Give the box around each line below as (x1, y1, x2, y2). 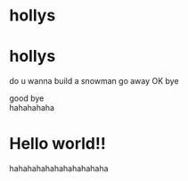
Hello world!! (9, 134, 107, 154)
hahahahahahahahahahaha (9, 163, 109, 174)
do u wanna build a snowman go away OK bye (9, 76, 180, 86)
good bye (9, 93, 45, 103)
